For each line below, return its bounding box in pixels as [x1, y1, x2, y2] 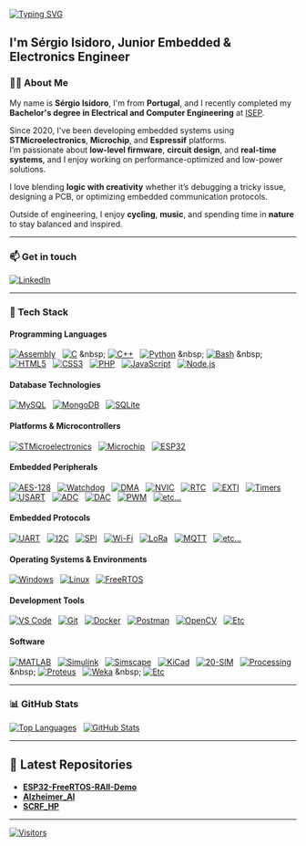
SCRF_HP [22, 800, 59, 811]
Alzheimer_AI [22, 790, 76, 802]
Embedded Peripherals [9, 462, 98, 473]
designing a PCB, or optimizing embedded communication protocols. [9, 191, 269, 202]
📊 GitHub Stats [9, 698, 79, 711]
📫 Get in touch [9, 250, 77, 263]
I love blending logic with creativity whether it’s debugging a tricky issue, [9, 181, 286, 192]
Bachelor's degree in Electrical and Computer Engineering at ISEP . [9, 107, 265, 118]
